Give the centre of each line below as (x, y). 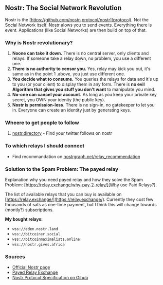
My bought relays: (24, 219)
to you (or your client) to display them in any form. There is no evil (78, 84)
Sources (15, 256)
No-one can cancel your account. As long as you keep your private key (84, 95)
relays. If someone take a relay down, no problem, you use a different (81, 58)
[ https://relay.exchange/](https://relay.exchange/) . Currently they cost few (79, 199)
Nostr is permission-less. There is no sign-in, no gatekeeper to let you (83, 105)
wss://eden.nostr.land (35, 229)
